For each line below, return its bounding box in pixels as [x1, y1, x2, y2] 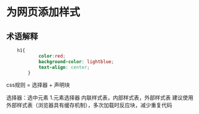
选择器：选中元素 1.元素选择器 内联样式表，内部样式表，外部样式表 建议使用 [6, 94, 194, 101]
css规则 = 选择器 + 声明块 [6, 82, 70, 89]
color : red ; [38, 53, 66, 59]
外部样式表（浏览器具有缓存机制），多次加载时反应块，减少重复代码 [6, 101, 173, 109]
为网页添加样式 [6, 5, 81, 19]
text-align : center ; [38, 64, 90, 70]
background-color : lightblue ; [38, 58, 114, 65]
